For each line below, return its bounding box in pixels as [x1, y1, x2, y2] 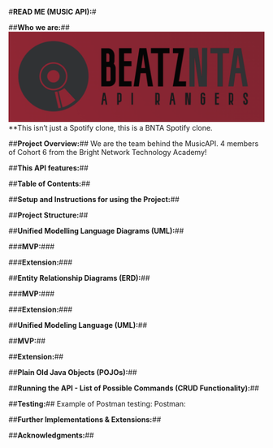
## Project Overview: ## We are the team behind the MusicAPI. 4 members [8, 139, 259, 149]
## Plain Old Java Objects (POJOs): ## [8, 368, 137, 377]
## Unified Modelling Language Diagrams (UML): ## [8, 226, 184, 236]
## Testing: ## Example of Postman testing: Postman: [8, 399, 186, 409]
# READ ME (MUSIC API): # [8, 7, 97, 16]
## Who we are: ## [8, 23, 71, 32]
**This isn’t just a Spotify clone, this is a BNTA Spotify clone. [8, 123, 213, 133]
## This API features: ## [8, 163, 89, 173]
